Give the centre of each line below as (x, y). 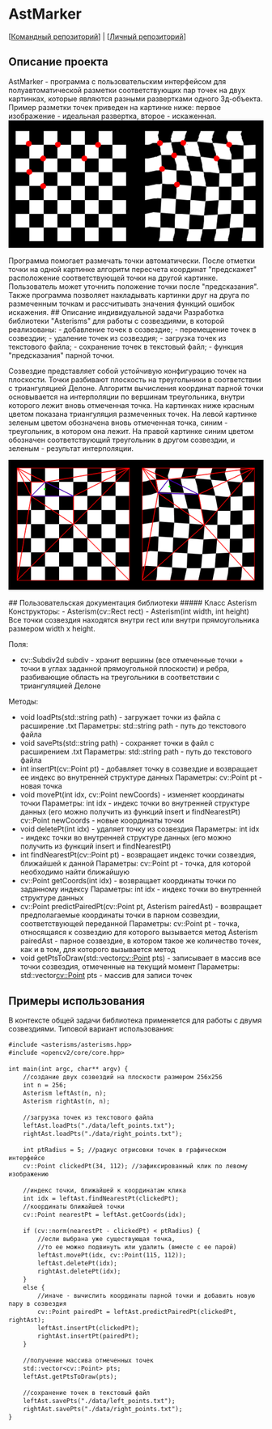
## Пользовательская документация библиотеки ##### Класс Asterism (133, 603)
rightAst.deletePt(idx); (79, 1271)
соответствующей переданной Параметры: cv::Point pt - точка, (130, 924)
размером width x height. (52, 629)
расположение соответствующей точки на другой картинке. (113, 278)
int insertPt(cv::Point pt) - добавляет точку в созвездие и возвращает (139, 769)
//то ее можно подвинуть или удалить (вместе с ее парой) (137, 1247)
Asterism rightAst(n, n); (67, 1101)
